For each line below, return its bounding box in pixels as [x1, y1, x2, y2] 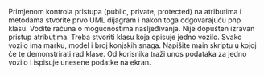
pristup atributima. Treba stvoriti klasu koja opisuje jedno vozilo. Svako [8, 32, 242, 41]
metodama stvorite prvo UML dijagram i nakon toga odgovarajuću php [8, 15, 241, 25]
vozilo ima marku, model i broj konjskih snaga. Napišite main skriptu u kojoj [8, 41, 257, 50]
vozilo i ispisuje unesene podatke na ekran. [8, 57, 151, 67]
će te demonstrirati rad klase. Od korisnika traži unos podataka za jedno [8, 49, 247, 58]
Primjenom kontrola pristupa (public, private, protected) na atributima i [8, 7, 242, 16]
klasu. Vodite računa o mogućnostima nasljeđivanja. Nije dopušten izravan [8, 24, 255, 33]
